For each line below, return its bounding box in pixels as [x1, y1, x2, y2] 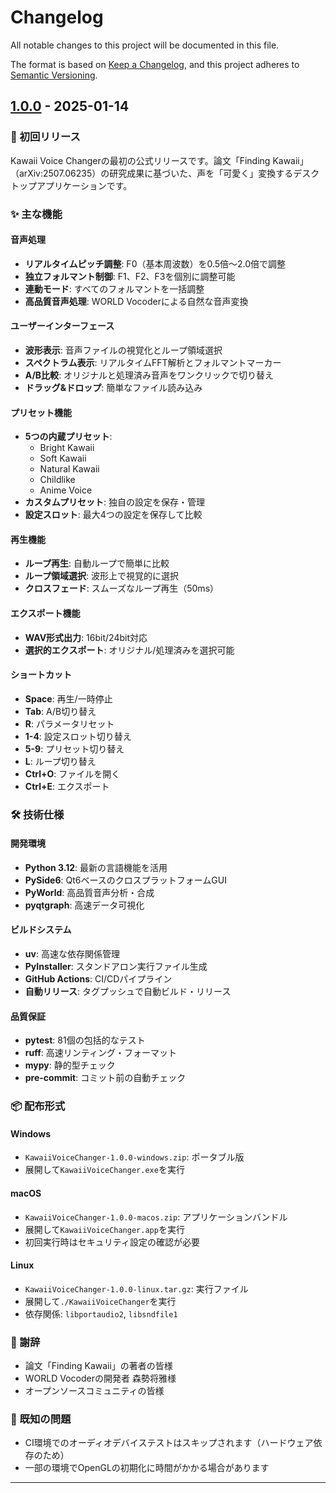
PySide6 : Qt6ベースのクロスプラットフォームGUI [24, 874, 227, 886]
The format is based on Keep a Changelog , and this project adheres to [10, 58, 300, 70]
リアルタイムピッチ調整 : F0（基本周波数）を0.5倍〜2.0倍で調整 [24, 257, 287, 270]
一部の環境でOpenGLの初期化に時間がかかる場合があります [24, 1462, 270, 1474]
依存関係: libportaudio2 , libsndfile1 [24, 1307, 178, 1320]
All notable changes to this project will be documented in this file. [10, 39, 280, 51]
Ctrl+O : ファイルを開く [24, 767, 121, 780]
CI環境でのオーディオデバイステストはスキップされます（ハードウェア [24, 1437, 314, 1449]
